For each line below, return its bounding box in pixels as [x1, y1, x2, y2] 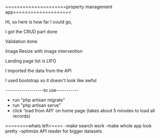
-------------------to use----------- [5, 87, 79, 93]
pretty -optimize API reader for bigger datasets [5, 128, 102, 134]
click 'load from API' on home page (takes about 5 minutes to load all [12, 108, 155, 113]
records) [12, 113, 31, 119]
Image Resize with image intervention [5, 48, 83, 54]
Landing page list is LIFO [5, 58, 57, 64]
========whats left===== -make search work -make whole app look [5, 123, 152, 128]
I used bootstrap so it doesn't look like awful [5, 78, 97, 83]
